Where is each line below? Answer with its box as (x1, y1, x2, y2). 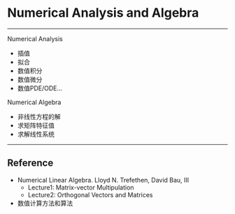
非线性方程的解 (17, 112, 61, 120)
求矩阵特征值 (17, 121, 55, 129)
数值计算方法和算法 (17, 199, 73, 207)
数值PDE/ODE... (17, 84, 63, 92)
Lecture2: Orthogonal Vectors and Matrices (27, 190, 153, 199)
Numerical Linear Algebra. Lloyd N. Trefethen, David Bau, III (17, 176, 190, 184)
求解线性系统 (17, 129, 55, 138)
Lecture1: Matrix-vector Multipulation (27, 183, 134, 192)
